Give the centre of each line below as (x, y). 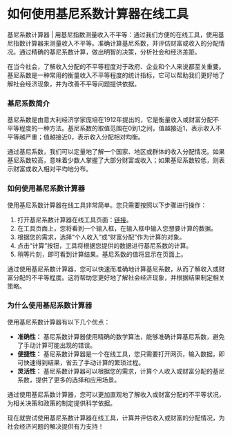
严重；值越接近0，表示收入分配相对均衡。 (85, 137)
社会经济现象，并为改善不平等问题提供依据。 (76, 84)
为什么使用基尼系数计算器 (50, 306)
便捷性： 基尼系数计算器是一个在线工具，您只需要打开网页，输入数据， (118, 353)
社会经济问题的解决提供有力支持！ (56, 426)
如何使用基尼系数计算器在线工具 (98, 14)
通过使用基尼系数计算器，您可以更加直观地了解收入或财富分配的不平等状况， (116, 394)
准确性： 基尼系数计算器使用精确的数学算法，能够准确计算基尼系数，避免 (121, 336)
